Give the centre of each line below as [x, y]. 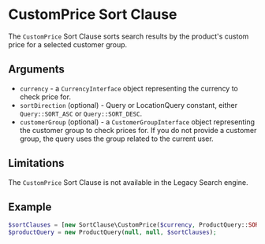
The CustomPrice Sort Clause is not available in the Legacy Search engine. [128, 182]
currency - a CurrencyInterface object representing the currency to [129, 88]
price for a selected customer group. [68, 44]
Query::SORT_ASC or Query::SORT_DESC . [81, 113]
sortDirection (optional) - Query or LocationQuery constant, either [129, 105]
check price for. [45, 97]
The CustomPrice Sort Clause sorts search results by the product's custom [129, 36]
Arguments [37, 70]
